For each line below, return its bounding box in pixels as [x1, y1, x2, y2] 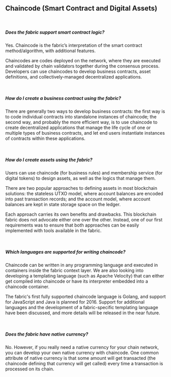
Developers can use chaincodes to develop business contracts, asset [5, 68, 151, 74]
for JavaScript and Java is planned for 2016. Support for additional [5, 298, 145, 305]
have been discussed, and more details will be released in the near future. [5, 310, 160, 316]
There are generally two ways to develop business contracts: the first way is [5, 108, 165, 114]
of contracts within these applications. [5, 135, 85, 141]
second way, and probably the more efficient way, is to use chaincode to [5, 119, 158, 125]
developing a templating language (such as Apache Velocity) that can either [5, 272, 164, 279]
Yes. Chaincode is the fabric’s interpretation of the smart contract [5, 42, 142, 48]
